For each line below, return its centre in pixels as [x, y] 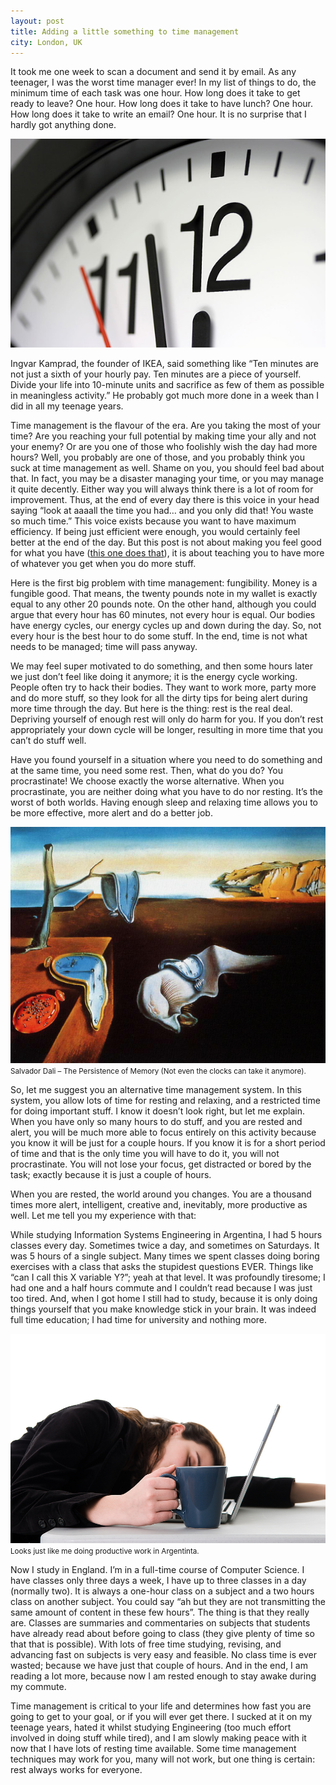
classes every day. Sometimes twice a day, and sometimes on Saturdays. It [165, 1245]
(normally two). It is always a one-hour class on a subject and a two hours [162, 1591]
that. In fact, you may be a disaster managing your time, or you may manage [167, 478]
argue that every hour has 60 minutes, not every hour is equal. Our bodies [163, 614]
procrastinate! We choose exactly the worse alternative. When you [147, 781]
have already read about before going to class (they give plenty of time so [162, 1633]
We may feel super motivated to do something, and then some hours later [162, 666]
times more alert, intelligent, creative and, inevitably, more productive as [159, 1204]
